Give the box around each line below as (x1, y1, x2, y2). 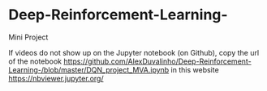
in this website (170, 64, 219, 74)
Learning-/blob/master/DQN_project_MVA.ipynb (8, 64, 170, 74)
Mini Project (8, 32, 49, 42)
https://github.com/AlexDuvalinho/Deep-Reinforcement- (63, 56, 252, 66)
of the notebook (8, 56, 62, 66)
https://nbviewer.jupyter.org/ (8, 73, 104, 83)
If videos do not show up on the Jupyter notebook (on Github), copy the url (8, 48, 260, 57)
